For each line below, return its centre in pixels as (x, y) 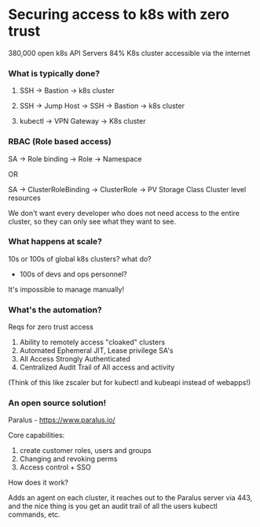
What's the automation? (55, 310)
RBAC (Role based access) (60, 142)
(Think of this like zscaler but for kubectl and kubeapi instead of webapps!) (130, 383)
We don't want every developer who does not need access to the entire (124, 213)
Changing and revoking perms (68, 459)
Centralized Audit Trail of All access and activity (97, 367)
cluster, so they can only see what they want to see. (92, 221)
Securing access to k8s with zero (119, 15)
